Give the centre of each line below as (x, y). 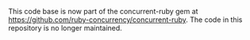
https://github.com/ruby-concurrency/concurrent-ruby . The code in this (125, 20)
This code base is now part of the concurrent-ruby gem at (103, 11)
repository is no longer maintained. (65, 28)
